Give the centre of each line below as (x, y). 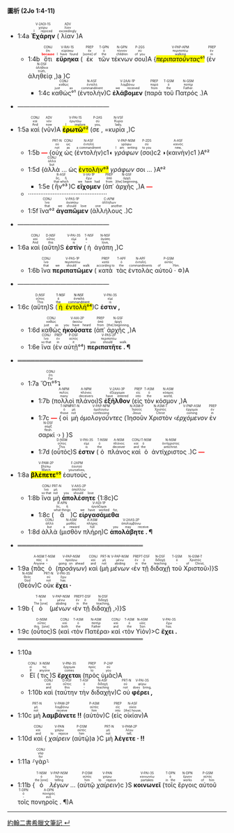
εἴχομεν (89, 187)
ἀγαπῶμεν (72, 211)
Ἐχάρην (43, 36)
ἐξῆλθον (117, 401)
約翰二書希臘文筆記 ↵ (39, 823)
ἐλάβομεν (127, 93)
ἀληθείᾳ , (42, 76)
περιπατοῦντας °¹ (180, 59)
